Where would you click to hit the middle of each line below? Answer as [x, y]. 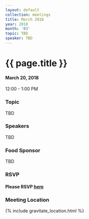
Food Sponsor [23, 150]
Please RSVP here [25, 187]
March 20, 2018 [22, 78]
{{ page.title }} [36, 63]
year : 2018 [17, 24]
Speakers [17, 126]
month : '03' [18, 29]
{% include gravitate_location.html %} [45, 210]
